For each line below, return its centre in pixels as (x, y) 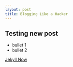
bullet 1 (19, 45)
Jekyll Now (16, 60)
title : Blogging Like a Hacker (36, 14)
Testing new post (32, 33)
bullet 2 (20, 50)
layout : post (18, 9)
